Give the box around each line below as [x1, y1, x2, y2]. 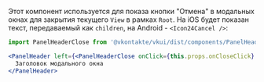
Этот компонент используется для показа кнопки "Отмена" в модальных [8, 7, 255, 16]
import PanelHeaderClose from [8, 38, 108, 46]
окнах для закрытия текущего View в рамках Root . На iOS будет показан [8, 15, 250, 24]
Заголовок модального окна [15, 59, 104, 67]
